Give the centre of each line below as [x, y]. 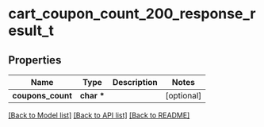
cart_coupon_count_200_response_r [132, 14]
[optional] [184, 96]
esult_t [31, 31]
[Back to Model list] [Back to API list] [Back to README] [99, 115]
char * [92, 96]
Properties [35, 60]
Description [135, 82]
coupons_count [42, 96]
